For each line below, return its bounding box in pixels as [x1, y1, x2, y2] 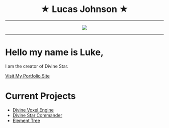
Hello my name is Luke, [5, 46, 104, 58]
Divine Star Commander [12, 112, 62, 118]
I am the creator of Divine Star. [5, 63, 69, 69]
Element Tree [12, 117, 40, 123]
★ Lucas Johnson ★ [40, 3, 129, 15]
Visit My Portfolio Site [5, 72, 50, 78]
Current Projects [5, 90, 76, 102]
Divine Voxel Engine [12, 106, 54, 113]
